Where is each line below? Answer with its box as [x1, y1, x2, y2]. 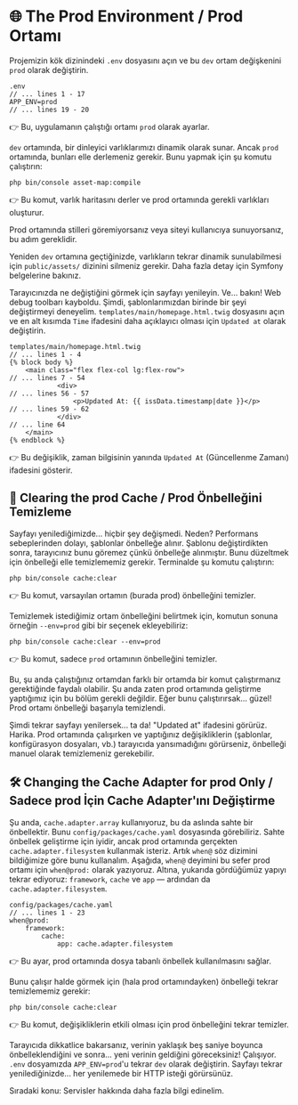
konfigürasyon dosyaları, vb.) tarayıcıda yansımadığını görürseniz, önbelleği [9, 738, 286, 749]
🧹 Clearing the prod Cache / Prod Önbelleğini [9, 491, 262, 506]
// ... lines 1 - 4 [9, 350, 82, 359]
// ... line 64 [9, 420, 66, 429]
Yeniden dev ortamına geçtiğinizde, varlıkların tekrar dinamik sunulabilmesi [9, 251, 282, 262]
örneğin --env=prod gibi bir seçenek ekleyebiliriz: [9, 620, 189, 630]
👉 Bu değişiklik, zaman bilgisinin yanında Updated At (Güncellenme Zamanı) [9, 451, 289, 462]
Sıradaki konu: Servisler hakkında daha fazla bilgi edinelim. [9, 1085, 224, 1096]
